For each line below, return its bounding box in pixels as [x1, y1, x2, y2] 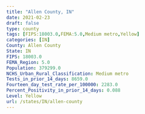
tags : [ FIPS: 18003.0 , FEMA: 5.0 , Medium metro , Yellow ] [6, 31, 140, 37]
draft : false [6, 20, 39, 26]
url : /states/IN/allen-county [6, 98, 83, 104]
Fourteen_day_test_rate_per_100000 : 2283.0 [6, 82, 118, 88]
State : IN [6, 48, 32, 54]
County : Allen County [6, 43, 61, 49]
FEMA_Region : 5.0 [6, 59, 50, 65]
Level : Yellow [6, 93, 42, 99]
